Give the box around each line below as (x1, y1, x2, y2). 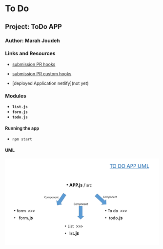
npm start (12, 137, 33, 142)
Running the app (5, 125, 40, 131)
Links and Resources (5, 50, 56, 57)
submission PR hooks (12, 61, 56, 67)
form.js (12, 110, 28, 115)
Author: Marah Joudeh (5, 37, 60, 44)
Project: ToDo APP (5, 23, 62, 31)
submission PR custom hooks (12, 70, 72, 76)
